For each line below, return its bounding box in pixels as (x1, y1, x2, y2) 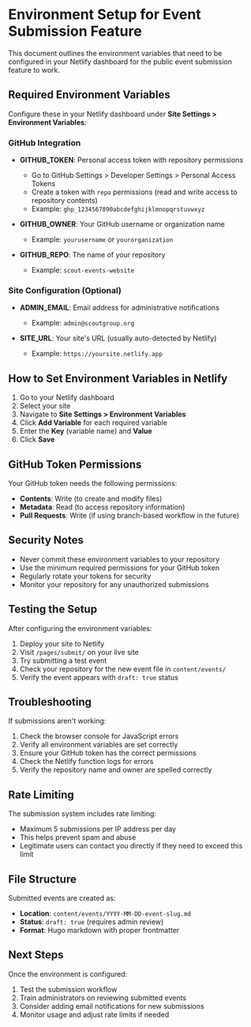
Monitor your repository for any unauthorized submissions (19, 579, 209, 589)
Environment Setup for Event (8, 6, 201, 24)
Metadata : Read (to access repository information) (19, 502, 185, 511)
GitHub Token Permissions (8, 457, 142, 471)
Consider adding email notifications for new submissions (19, 1001, 204, 1010)
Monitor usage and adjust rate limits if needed (19, 1010, 170, 1019)
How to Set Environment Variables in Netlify (8, 371, 228, 385)
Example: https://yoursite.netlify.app (31, 349, 163, 359)
